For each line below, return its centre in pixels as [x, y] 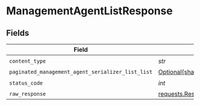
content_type [28, 61]
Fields [18, 33]
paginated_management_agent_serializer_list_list [81, 72]
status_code [26, 83]
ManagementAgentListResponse [90, 11]
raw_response [28, 94]
